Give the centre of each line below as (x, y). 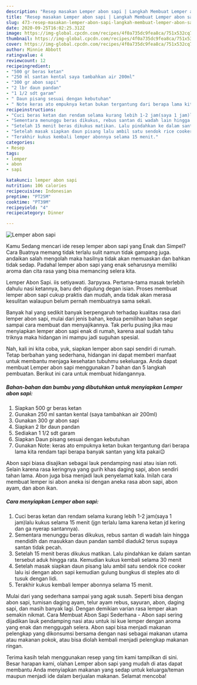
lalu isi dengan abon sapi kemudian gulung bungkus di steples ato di (97, 572)
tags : (13, 153)
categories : (21, 142)
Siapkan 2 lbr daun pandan (47, 427)
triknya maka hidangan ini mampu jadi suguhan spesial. (73, 337)
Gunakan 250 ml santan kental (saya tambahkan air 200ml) (86, 415)
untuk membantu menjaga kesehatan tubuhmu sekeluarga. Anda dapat (92, 361)
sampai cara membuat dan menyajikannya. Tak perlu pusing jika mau (89, 325)
